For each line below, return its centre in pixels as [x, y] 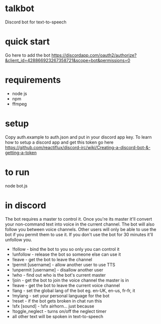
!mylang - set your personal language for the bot [61, 296]
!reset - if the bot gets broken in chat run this [57, 301]
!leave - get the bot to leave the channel [52, 259]
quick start [27, 42]
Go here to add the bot [28, 55]
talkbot [20, 9]
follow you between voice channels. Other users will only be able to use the [81, 229]
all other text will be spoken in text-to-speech [58, 316]
